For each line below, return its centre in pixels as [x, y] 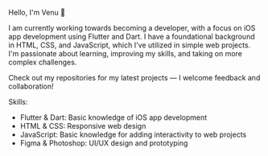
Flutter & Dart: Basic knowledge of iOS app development [113, 117]
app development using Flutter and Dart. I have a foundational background [132, 37]
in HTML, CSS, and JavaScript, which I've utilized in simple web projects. [130, 45]
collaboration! [31, 86]
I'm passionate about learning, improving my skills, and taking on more [126, 53]
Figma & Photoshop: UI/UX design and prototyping [104, 143]
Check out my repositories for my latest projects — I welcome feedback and [134, 78]
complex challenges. [43, 62]
